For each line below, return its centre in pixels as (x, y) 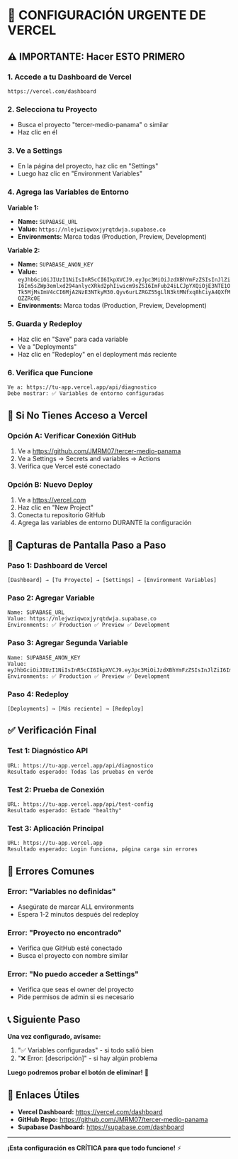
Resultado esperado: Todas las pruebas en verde (80, 772)
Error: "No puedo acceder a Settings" (73, 974)
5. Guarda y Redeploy (45, 323)
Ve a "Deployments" (47, 347)
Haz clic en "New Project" (56, 507)
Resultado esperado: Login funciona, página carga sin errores (103, 849)
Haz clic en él (38, 132)
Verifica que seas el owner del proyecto (76, 990)
